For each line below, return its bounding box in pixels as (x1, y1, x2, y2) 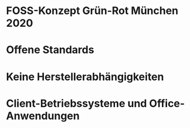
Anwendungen (6, 109, 80, 122)
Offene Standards (6, 43, 94, 57)
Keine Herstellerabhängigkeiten (6, 70, 164, 83)
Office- (149, 96, 185, 110)
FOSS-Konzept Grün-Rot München (6, 4, 179, 18)
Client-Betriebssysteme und (6, 96, 147, 110)
